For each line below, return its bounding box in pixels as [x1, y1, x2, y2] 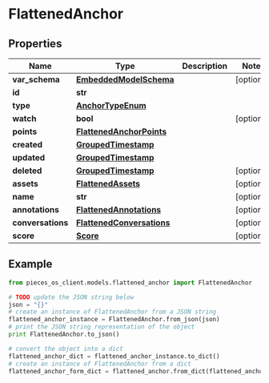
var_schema [12, 74, 60, 85]
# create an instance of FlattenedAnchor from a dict [8, 360, 192, 368]
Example [8, 257, 53, 271]
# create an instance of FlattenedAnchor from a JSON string [8, 308, 217, 316]
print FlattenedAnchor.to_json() [8, 330, 120, 339]
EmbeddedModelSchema [75, 74, 175, 85]
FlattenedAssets [75, 178, 140, 189]
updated [12, 152, 46, 163]
